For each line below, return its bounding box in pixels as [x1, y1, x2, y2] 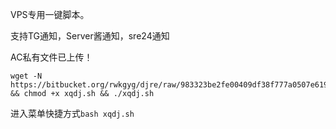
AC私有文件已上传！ [10, 51, 93, 63]
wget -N [10, 71, 43, 81]
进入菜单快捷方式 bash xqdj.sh [10, 108, 135, 119]
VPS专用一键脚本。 [10, 9, 90, 20]
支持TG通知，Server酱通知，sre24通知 [10, 30, 170, 42]
